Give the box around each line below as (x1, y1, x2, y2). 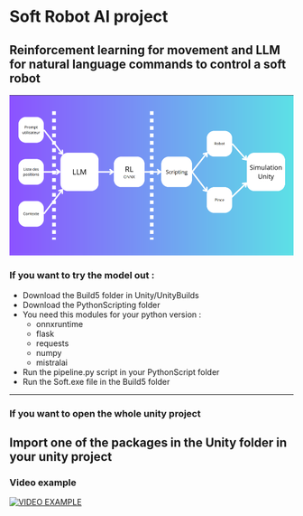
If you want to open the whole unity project (9, 407, 201, 419)
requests (35, 337, 69, 349)
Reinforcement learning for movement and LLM (9, 42, 281, 58)
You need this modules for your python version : (22, 309, 202, 320)
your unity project (9, 449, 113, 464)
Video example (9, 476, 77, 489)
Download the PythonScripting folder (22, 299, 161, 310)
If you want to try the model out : (9, 269, 155, 282)
